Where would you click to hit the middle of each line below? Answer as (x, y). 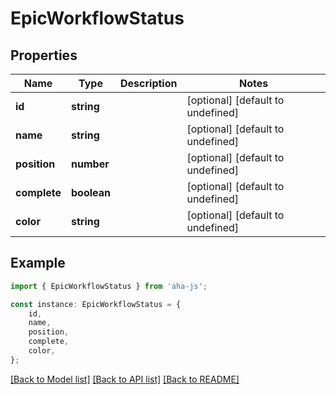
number (90, 164)
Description (149, 83)
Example (38, 263)
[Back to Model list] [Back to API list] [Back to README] (125, 379)
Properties (44, 55)
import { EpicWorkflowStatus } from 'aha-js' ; (109, 286)
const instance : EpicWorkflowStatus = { (96, 304)
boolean (91, 192)
